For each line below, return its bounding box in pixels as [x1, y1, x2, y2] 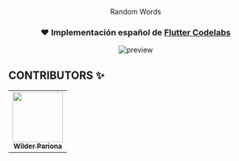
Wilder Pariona [13, 142, 62, 151]
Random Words [110, 7, 161, 16]
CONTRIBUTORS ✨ [8, 68, 105, 82]
